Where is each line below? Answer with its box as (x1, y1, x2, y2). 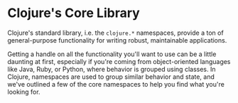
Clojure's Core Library (7, 5, 140, 21)
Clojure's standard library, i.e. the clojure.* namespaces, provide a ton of (7, 28, 224, 37)
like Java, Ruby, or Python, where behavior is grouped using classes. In (7, 65, 216, 73)
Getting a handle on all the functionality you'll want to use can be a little (7, 50, 217, 58)
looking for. (7, 87, 40, 96)
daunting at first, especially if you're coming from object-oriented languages (7, 57, 231, 65)
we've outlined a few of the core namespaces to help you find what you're (7, 80, 225, 88)
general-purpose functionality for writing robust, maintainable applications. (7, 36, 227, 44)
